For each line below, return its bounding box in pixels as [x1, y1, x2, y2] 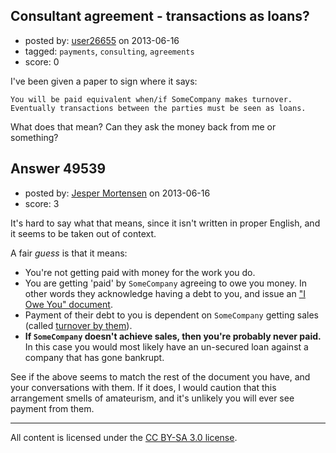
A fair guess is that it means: [10, 247, 128, 259]
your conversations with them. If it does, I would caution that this [10, 381, 277, 393]
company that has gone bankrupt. [24, 351, 165, 363]
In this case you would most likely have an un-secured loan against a [24, 340, 309, 353]
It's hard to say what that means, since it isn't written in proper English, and [10, 217, 321, 229]
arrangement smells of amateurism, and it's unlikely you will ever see [10, 392, 295, 404]
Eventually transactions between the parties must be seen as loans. [10, 103, 307, 113]
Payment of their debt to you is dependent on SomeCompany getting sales [24, 309, 319, 321]
